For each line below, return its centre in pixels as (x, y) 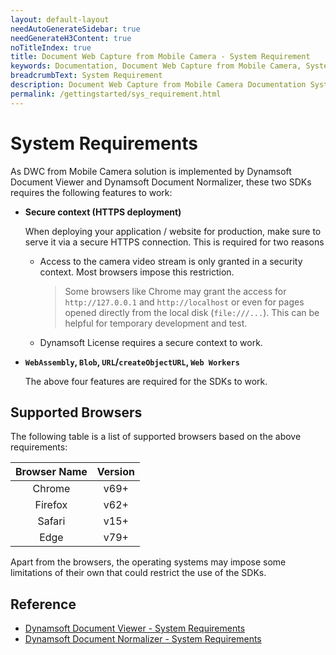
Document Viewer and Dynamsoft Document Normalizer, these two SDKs (161, 182)
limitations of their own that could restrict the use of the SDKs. (138, 573)
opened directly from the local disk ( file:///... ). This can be (192, 312)
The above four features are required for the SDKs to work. (146, 381)
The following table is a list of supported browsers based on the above (156, 437)
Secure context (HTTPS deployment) (103, 212)
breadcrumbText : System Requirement (86, 76)
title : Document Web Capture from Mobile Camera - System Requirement (160, 57)
